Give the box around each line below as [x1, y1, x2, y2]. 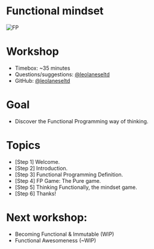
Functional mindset [6, 4, 104, 18]
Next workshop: [6, 210, 88, 224]
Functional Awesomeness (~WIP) [14, 236, 97, 244]
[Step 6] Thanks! [14, 189, 57, 197]
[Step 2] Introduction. [14, 164, 68, 172]
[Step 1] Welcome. [14, 158, 60, 165]
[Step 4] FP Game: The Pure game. [14, 177, 101, 184]
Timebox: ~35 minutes [14, 64, 70, 71]
